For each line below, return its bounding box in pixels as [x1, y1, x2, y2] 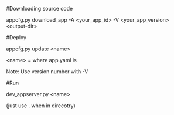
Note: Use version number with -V [6, 68, 88, 75]
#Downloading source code [6, 5, 73, 12]
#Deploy [6, 34, 27, 40]
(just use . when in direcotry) [6, 102, 76, 109]
